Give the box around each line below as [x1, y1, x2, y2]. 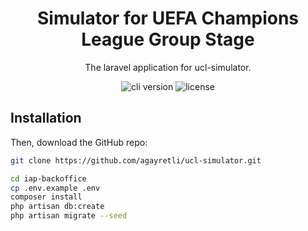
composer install [10, 192, 83, 202]
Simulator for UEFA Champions [36, 7, 300, 30]
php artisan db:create [10, 202, 105, 212]
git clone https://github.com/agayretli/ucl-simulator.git [10, 155, 262, 166]
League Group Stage [81, 28, 255, 51]
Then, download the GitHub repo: [10, 136, 148, 148]
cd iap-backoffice [10, 173, 87, 184]
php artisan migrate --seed [10, 211, 128, 221]
